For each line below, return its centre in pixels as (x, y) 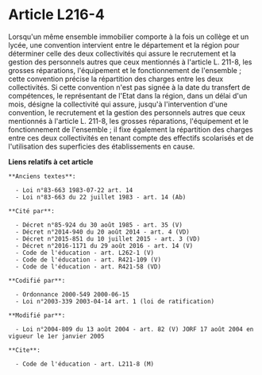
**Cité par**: (32, 211)
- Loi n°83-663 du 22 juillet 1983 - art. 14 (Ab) (101, 197)
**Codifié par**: (37, 280)
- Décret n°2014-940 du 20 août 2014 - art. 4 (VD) (103, 232)
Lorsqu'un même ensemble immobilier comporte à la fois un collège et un (129, 37)
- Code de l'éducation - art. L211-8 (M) (85, 364)
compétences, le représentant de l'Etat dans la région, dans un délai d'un (128, 95)
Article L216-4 (56, 15)
